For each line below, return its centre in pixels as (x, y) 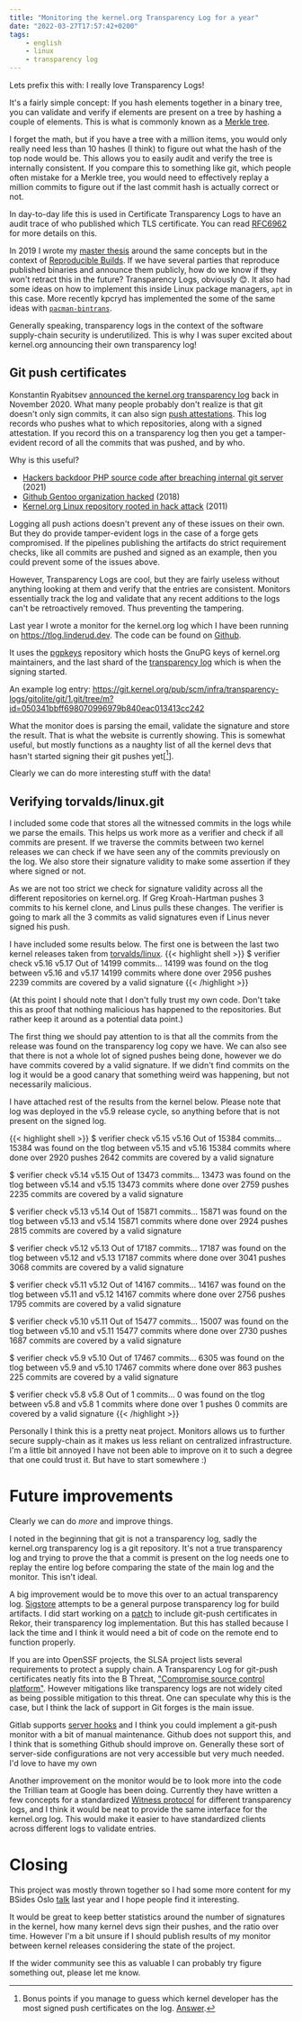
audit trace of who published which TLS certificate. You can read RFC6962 (148, 223)
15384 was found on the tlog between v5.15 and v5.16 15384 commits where (150, 1148)
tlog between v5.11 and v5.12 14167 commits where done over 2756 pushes (147, 1294)
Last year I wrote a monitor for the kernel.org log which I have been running (149, 625)
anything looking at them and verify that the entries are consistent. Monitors (150, 589)
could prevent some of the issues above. (84, 562)
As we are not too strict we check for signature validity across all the (136, 889)
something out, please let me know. (75, 1972)
